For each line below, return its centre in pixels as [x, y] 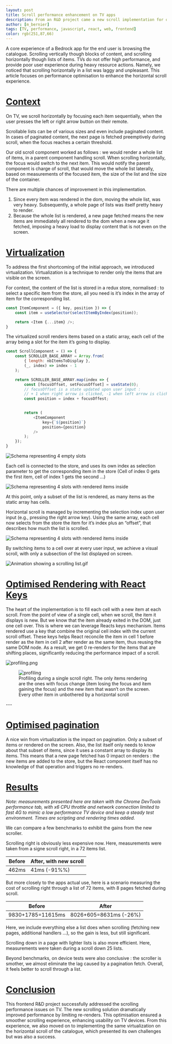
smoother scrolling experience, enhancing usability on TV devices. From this [86, 1020]
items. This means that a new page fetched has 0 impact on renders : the [83, 755]
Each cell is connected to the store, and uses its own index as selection [81, 466]
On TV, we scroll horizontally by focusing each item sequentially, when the [84, 116]
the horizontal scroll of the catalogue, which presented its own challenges [83, 1031]
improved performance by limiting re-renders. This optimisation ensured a [83, 1015]
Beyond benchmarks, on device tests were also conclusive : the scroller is [83, 958]
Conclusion [31, 990]
